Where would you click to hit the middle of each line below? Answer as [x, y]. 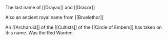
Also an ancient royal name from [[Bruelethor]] [55, 17]
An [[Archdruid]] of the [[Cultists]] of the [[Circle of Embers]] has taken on [84, 27]
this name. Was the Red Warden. [40, 33]
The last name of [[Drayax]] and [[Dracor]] [50, 7]
